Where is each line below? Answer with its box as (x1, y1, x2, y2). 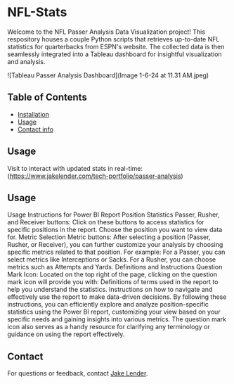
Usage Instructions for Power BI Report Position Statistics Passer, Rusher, (7, 210, 220, 219)
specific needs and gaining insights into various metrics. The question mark (7, 315, 227, 324)
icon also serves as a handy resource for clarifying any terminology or (7, 323, 210, 331)
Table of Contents (7, 91, 88, 103)
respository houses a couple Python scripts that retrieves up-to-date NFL (7, 34, 220, 43)
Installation (17, 110, 50, 118)
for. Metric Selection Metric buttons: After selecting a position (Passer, (7, 233, 211, 241)
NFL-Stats (7, 4, 67, 20)
